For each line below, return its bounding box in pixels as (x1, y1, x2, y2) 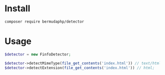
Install (4, 3, 31, 14)
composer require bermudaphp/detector (4, 19, 84, 24)
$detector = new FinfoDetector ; (4, 52, 71, 57)
